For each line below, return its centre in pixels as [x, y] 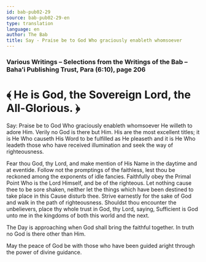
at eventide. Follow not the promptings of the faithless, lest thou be [91, 170]
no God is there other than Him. [46, 234]
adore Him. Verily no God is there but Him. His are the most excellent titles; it [103, 132]
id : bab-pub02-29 [29, 12]
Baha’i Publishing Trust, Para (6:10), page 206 [76, 69]
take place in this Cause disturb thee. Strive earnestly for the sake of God [99, 196]
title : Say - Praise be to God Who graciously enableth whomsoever [94, 40]
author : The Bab [27, 35]
